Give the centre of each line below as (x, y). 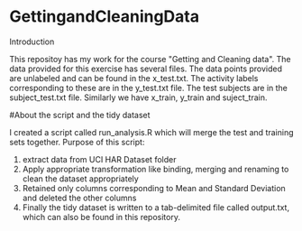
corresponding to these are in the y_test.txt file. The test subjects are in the (149, 88)
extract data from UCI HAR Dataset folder (99, 159)
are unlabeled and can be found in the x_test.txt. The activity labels (134, 78)
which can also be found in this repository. (101, 217)
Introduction (32, 42)
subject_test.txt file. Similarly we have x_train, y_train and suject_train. (138, 97)
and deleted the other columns (79, 198)
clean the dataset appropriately (81, 179)
